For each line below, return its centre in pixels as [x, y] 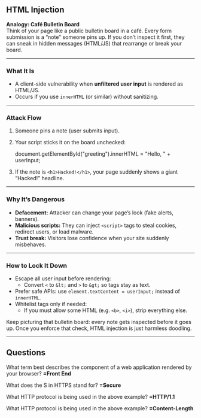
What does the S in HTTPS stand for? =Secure [64, 385]
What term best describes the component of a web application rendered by [99, 367]
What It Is [20, 71]
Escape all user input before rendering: [63, 278]
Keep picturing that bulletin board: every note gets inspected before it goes [99, 322]
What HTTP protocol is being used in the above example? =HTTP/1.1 [91, 396]
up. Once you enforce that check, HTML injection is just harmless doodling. [99, 328]
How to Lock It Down [37, 265]
